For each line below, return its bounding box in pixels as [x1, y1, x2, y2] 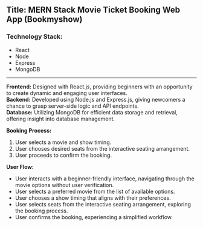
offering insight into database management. [6, 115, 115, 122]
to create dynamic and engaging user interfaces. [6, 89, 128, 96]
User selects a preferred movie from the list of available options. [14, 188, 175, 195]
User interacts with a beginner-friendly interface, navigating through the [14, 175, 195, 182]
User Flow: [6, 163, 34, 170]
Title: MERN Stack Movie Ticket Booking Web [6, 5, 181, 15]
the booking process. [14, 207, 68, 214]
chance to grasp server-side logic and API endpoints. [6, 102, 139, 110]
